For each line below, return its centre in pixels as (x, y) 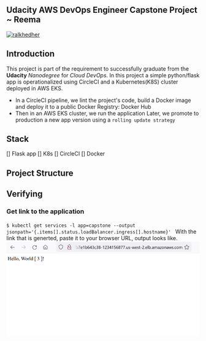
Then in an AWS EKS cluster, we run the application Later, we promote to (107, 113)
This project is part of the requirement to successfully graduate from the (98, 69)
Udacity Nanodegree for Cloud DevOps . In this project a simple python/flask (103, 75)
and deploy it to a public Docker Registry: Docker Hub (83, 106)
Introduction (31, 54)
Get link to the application (45, 211)
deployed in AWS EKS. (35, 88)
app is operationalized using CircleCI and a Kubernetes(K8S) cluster (92, 82)
